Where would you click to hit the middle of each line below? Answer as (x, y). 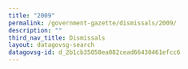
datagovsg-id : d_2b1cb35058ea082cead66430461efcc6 (94, 52)
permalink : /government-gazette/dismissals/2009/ (93, 23)
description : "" (35, 30)
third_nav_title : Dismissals (57, 38)
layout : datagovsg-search (51, 45)
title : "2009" (32, 15)
